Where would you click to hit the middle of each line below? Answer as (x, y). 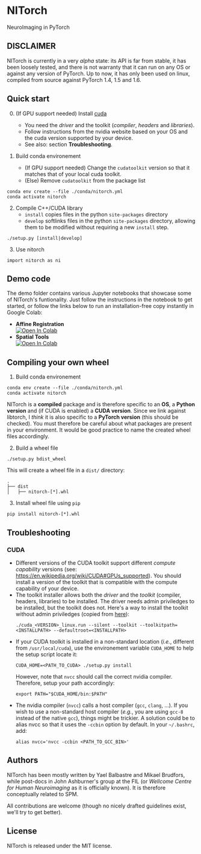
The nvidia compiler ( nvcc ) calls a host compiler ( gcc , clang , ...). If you (102, 705)
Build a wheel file (37, 448)
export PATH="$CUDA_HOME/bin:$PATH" (61, 694)
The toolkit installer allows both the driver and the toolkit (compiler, (98, 595)
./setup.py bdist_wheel (37, 459)
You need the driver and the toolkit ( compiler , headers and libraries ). (110, 125)
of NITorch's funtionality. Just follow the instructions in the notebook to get (100, 300)
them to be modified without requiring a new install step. (97, 227)
